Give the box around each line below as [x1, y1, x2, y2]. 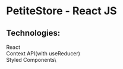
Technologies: [6, 28, 61, 38]
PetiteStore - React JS [6, 4, 117, 18]
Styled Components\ [6, 57, 56, 63]
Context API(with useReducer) [6, 50, 80, 57]
